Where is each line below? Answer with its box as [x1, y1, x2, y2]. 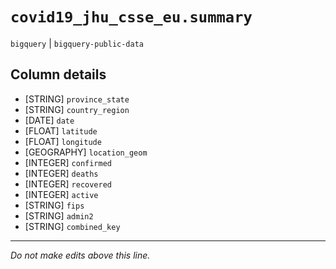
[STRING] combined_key [24, 220, 121, 232]
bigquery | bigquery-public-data [10, 37, 144, 49]
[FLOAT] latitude [24, 124, 98, 137]
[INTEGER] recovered [24, 178, 113, 190]
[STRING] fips [24, 199, 85, 211]
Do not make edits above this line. [10, 249, 151, 261]
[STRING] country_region [24, 103, 130, 115]
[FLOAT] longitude [24, 135, 102, 147]
